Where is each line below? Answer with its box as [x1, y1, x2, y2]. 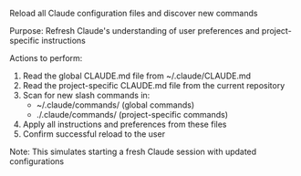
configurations [9, 156, 65, 167]
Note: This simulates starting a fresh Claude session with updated [9, 146, 257, 157]
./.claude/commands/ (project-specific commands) [36, 109, 229, 119]
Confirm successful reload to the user [22, 129, 166, 140]
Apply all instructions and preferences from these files [22, 119, 227, 129]
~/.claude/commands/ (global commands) [36, 99, 195, 110]
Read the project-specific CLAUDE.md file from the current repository [22, 80, 285, 90]
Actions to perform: [9, 53, 83, 63]
